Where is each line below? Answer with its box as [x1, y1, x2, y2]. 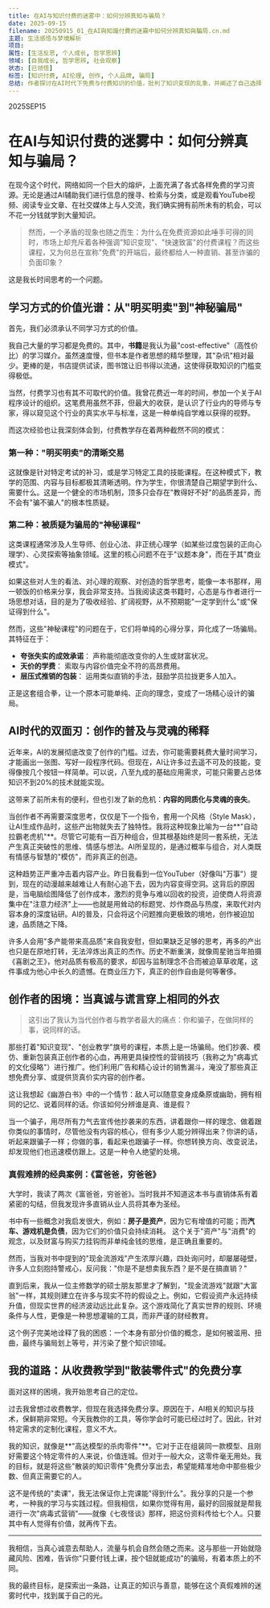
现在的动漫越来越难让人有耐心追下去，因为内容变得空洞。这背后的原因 [22, 878, 255, 888]
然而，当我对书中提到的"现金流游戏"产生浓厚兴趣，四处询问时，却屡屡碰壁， [8, 1253, 262, 1263]
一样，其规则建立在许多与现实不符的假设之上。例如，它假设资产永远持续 [18, 1290, 259, 1300]
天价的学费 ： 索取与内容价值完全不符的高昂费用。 [19, 661, 185, 671]
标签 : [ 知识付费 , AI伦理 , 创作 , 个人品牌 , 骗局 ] [8, 72, 155, 80]
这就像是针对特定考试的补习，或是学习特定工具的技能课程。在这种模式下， [8, 467, 255, 477]
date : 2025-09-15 [8, 19, 67, 27]
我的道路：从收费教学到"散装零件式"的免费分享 [8, 1364, 243, 1378]
